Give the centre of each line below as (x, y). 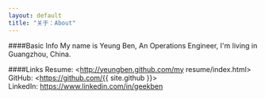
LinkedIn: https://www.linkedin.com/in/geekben (86, 86)
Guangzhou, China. (40, 54)
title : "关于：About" (42, 23)
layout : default (35, 15)
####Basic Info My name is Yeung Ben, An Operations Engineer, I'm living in (133, 45)
